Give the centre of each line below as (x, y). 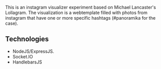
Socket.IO (23, 56)
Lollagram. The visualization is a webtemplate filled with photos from (76, 13)
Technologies (27, 39)
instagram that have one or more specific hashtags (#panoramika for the (80, 18)
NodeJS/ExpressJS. (33, 51)
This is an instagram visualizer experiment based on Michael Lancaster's (80, 7)
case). (12, 23)
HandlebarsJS (27, 62)
